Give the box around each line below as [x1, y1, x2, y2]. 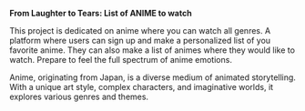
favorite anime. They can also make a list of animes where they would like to [9, 45, 296, 55]
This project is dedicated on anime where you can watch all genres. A [9, 25, 271, 35]
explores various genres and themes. [9, 91, 148, 102]
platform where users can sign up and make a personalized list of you [9, 35, 271, 45]
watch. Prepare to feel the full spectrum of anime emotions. [9, 55, 232, 65]
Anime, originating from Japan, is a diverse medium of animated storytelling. [9, 72, 296, 83]
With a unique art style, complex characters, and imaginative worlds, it [9, 82, 274, 92]
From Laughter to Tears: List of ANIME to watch [9, 8, 193, 18]
